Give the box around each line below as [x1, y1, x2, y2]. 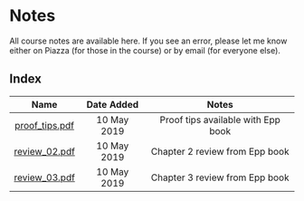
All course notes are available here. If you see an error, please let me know [9, 35, 288, 46]
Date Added [86, 98, 138, 110]
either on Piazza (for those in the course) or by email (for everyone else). [9, 44, 280, 55]
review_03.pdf [14, 171, 75, 184]
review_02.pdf [14, 145, 75, 158]
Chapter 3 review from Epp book [150, 171, 290, 184]
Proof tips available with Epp [159, 113, 280, 126]
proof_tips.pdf [14, 119, 75, 131]
